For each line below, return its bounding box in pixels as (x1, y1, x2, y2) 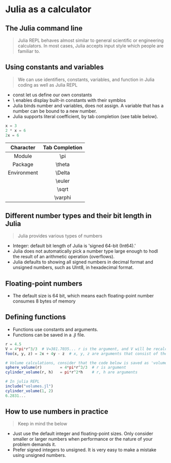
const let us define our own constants (12, 92, 93, 98)
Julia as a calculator (5, 4, 92, 15)
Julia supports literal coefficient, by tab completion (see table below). (12, 113, 158, 119)
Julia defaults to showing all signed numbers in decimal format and (12, 259, 154, 265)
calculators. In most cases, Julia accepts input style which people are (17, 43, 164, 49)
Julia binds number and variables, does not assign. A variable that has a (12, 102, 164, 108)
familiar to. (17, 48, 40, 54)
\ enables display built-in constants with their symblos (12, 97, 126, 103)
